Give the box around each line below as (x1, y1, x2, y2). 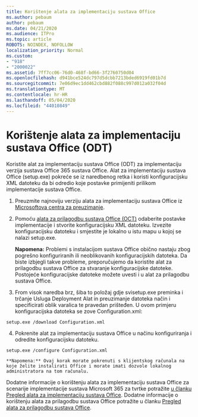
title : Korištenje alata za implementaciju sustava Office (6, 8, 156, 15)
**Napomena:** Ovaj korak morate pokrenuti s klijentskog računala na (6, 358, 185, 364)
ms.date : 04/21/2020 (6, 25, 58, 32)
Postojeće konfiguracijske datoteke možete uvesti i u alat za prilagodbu (14, 271, 190, 278)
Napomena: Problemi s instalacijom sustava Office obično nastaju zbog (14, 246, 191, 253)
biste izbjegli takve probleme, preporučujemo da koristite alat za (14, 258, 172, 265)
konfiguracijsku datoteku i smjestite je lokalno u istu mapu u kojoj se (14, 228, 181, 235)
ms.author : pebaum (6, 14, 52, 20)
